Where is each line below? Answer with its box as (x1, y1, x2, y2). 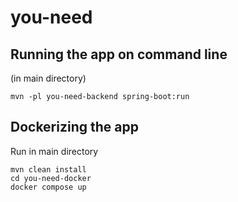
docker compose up (10, 182, 87, 192)
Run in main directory (10, 145, 99, 157)
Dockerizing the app (10, 119, 139, 136)
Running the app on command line (10, 46, 228, 63)
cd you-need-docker (10, 173, 92, 183)
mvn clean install (10, 164, 87, 175)
